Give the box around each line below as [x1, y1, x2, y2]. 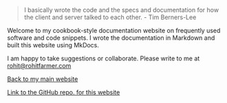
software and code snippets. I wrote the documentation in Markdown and [7, 34, 215, 42]
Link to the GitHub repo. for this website [7, 89, 120, 96]
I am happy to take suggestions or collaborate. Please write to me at [7, 54, 200, 62]
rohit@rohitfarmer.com [7, 62, 72, 69]
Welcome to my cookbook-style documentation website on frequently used [7, 27, 221, 34]
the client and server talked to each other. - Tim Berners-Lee [23, 13, 197, 21]
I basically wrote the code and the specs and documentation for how [23, 6, 219, 14]
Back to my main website [7, 75, 78, 83]
